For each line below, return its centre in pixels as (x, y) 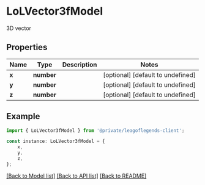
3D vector (19, 28)
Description (80, 64)
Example (23, 116)
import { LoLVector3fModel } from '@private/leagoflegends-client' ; (95, 130)
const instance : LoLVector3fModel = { (56, 142)
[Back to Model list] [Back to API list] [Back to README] (76, 176)
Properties (27, 47)
